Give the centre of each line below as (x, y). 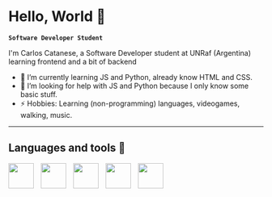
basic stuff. (39, 94)
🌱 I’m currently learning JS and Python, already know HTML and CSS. (136, 77)
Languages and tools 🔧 (67, 148)
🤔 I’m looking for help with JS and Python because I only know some (134, 86)
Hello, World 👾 (57, 17)
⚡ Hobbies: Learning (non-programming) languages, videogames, (130, 103)
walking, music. (46, 115)
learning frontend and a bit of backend (73, 61)
